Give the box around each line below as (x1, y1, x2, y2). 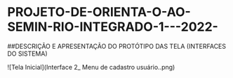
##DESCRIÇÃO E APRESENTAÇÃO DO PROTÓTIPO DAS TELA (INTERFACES (7, 42, 227, 50)
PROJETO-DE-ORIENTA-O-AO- (7, 4, 191, 20)
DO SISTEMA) (7, 49, 48, 58)
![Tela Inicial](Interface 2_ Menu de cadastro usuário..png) (7, 63, 175, 71)
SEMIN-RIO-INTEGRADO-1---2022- (7, 19, 219, 35)
